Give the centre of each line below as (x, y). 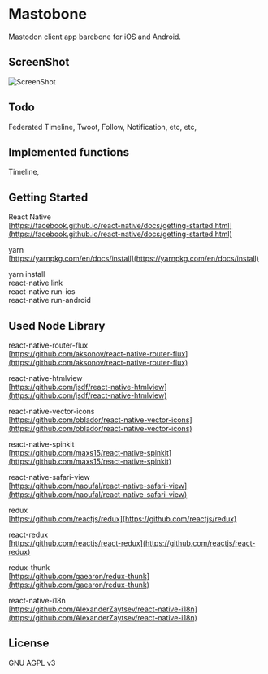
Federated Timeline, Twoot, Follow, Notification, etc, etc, (103, 127)
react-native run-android (50, 300)
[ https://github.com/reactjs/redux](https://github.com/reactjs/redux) (123, 519)
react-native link (36, 283)
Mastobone (48, 14)
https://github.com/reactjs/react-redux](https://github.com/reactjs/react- (133, 543)
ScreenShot (39, 62)
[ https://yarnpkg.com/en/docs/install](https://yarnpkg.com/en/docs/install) (134, 259)
